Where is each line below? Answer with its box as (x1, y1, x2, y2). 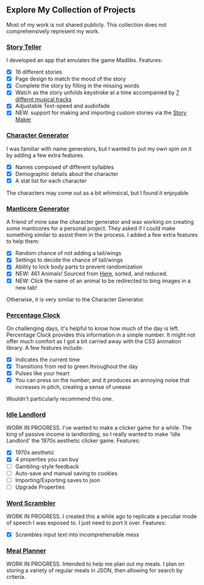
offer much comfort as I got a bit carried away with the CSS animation (6, 337, 181, 345)
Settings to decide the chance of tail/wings (15, 256, 123, 264)
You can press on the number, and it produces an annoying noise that (15, 377, 190, 384)
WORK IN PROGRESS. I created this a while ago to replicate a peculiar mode (6, 513, 197, 520)
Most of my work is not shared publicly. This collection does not (6, 21, 167, 28)
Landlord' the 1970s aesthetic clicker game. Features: (6, 437, 141, 444)
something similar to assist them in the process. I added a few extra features (6, 231, 198, 239)
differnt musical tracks (15, 96, 72, 103)
